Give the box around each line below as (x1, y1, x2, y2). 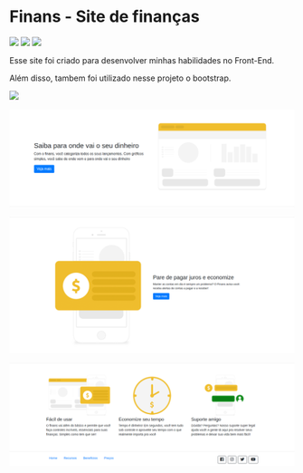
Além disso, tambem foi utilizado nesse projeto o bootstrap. (9, 72, 232, 83)
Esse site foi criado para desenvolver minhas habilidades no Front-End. (9, 54, 275, 65)
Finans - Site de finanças (9, 6, 201, 27)
